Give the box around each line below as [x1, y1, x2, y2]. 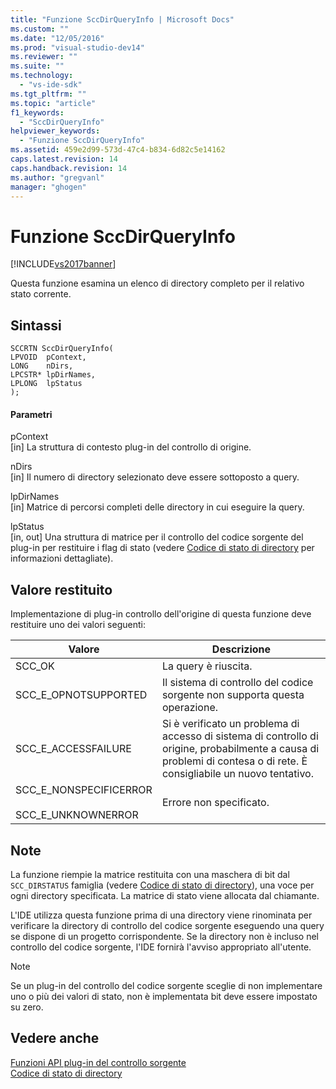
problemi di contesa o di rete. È [161, 754, 308, 768]
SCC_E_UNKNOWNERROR [15, 808, 139, 822]
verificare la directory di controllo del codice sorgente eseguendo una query [10, 919, 325, 931]
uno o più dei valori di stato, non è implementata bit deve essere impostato [10, 990, 318, 1002]
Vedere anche [10, 1030, 100, 1047]
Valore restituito [10, 581, 113, 598]
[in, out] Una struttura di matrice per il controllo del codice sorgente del [10, 531, 304, 543]
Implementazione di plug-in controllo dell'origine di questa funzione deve [10, 608, 312, 620]
